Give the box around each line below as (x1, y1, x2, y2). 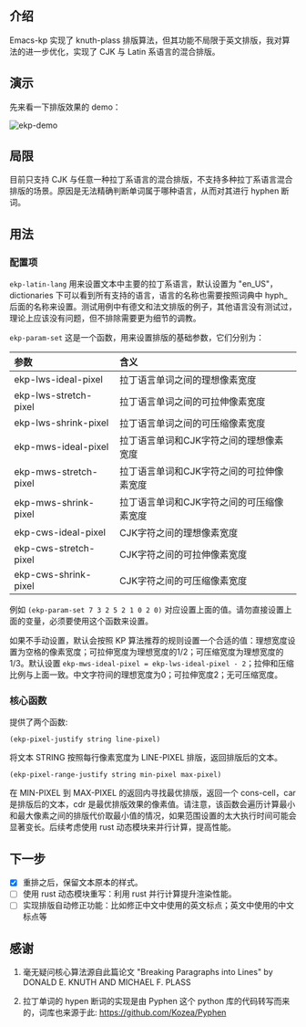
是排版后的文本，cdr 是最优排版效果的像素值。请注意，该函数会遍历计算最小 (9, 799, 296, 810)
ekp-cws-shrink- (14, 569, 92, 582)
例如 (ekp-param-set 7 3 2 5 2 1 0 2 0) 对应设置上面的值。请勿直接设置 (9, 604, 285, 615)
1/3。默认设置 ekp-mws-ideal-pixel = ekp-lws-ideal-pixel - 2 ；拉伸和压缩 (9, 658, 294, 669)
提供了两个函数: (9, 717, 68, 728)
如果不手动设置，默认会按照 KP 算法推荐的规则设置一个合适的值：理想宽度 (9, 635, 289, 646)
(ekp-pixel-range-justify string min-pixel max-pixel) (9, 770, 222, 780)
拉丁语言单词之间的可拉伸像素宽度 (119, 395, 266, 408)
